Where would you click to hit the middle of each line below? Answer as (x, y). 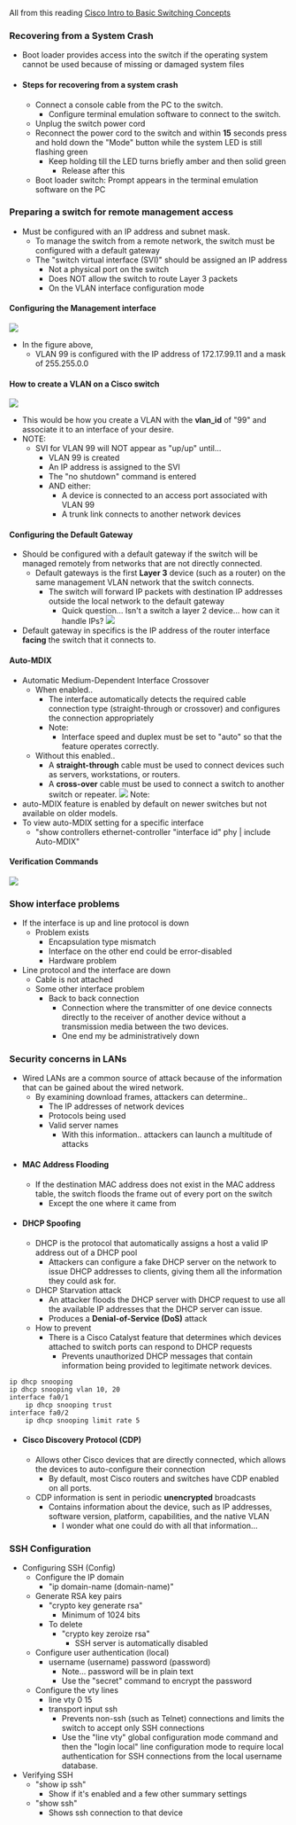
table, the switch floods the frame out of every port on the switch (154, 1193)
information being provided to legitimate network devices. (167, 1365)
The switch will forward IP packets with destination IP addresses (165, 592)
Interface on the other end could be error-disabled (140, 951)
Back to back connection (94, 998)
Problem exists (62, 932)
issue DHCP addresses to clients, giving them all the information (165, 1271)
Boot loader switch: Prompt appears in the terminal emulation (147, 180)
